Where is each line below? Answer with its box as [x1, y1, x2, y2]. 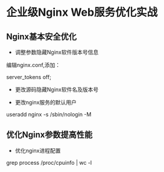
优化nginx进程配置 [14, 147, 61, 154]
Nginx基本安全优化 [6, 31, 77, 42]
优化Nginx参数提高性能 [6, 130, 93, 140]
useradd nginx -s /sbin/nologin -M [6, 111, 92, 118]
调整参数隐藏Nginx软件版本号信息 [14, 49, 99, 56]
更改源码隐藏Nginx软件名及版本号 [14, 86, 99, 93]
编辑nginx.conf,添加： [6, 62, 61, 68]
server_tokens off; [6, 74, 51, 80]
